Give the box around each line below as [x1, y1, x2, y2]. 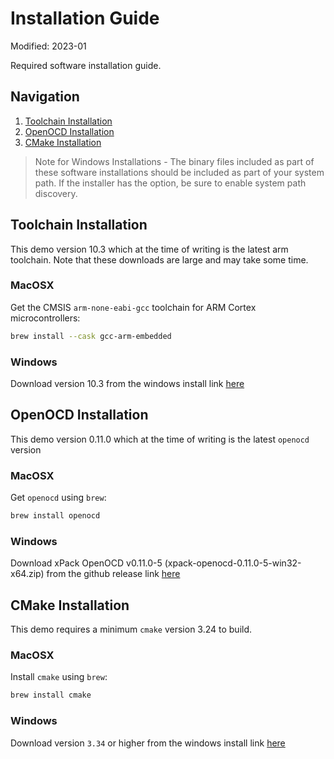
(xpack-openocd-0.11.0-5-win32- [164, 557, 302, 569]
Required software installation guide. [10, 59, 162, 71]
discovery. [34, 187, 78, 199]
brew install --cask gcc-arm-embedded [10, 331, 172, 341]
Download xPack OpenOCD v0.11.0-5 [10, 557, 163, 569]
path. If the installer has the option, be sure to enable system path [34, 177, 307, 189]
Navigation [10, 88, 80, 106]
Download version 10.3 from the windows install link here [10, 378, 245, 390]
